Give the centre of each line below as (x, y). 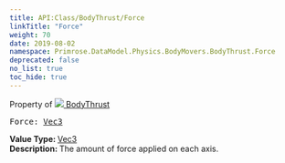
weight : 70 (30, 35)
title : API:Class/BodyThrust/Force (77, 18)
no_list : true (37, 69)
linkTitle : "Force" (47, 26)
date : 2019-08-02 (42, 43)
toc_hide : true (38, 77)
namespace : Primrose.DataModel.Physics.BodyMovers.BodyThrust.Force (142, 52)
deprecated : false (44, 60)
